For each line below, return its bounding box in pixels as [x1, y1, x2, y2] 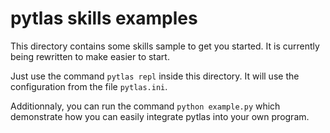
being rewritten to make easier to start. [10, 50, 170, 62]
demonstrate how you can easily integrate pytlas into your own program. [10, 110, 310, 122]
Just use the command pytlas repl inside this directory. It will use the [10, 70, 300, 82]
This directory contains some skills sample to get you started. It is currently [10, 40, 320, 52]
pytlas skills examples [10, 7, 198, 30]
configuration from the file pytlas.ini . [10, 80, 168, 92]
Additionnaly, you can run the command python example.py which [10, 100, 281, 112]
